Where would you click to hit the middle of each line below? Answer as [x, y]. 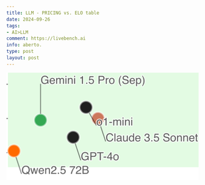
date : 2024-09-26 [28, 19]
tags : [13, 26]
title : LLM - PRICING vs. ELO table [53, 13]
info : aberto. [24, 45]
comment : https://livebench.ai [46, 39]
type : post [20, 52]
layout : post [23, 58]
